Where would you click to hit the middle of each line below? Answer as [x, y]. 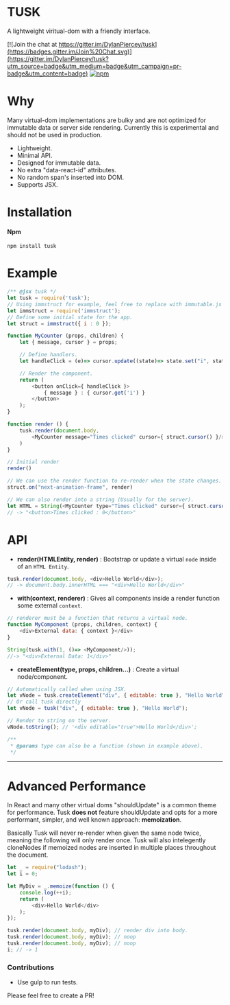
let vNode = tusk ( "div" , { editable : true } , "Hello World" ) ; [98, 708]
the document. [28, 855]
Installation [40, 212]
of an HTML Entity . [43, 566]
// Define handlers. [49, 355]
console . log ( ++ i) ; [46, 892]
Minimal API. [35, 155]
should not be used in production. [55, 135]
